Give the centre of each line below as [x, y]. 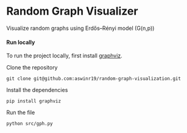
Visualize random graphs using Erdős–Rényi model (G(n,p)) [80, 28]
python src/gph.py [30, 124]
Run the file [21, 113]
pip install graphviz [34, 101]
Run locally [21, 42]
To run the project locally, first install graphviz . [65, 56]
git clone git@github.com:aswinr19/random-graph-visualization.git [94, 79]
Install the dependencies [37, 90]
